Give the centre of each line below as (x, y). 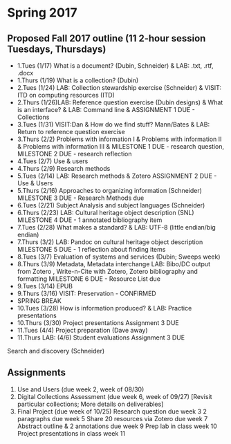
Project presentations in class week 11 (71, 433)
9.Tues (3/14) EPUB (45, 286)
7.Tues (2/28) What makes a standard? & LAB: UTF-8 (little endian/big (116, 227)
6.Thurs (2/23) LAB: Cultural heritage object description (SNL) (105, 213)
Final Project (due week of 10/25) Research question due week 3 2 (112, 411)
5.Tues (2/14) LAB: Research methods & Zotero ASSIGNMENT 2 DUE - (117, 176)
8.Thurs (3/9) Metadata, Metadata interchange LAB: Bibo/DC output (114, 264)
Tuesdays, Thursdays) (57, 49)
